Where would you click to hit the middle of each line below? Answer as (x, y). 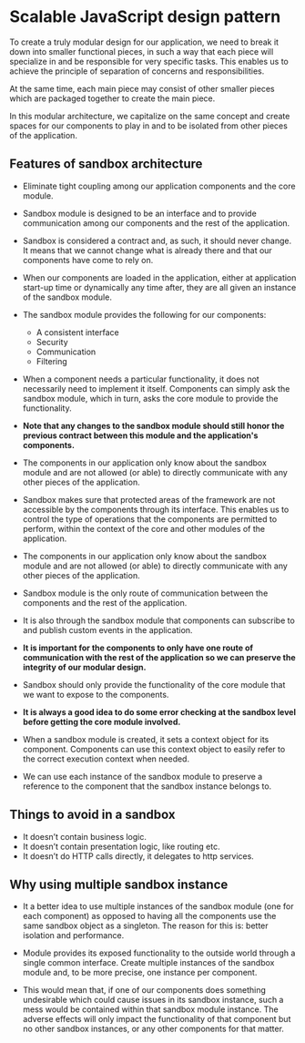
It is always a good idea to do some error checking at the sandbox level (159, 711)
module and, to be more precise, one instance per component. (140, 973)
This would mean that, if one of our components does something (144, 990)
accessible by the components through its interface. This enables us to (156, 509)
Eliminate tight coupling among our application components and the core (159, 186)
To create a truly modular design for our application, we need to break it (144, 42)
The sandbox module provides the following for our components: (144, 314)
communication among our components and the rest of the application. (156, 223)
